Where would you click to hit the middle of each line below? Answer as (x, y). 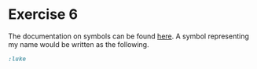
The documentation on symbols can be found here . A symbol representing (129, 36)
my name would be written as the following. (79, 44)
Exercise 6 (43, 15)
